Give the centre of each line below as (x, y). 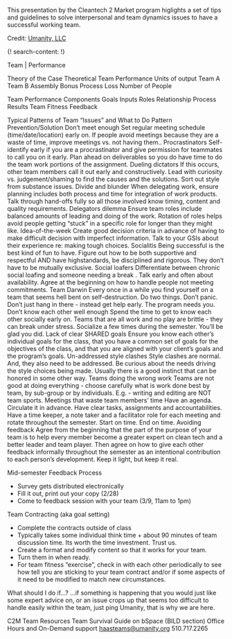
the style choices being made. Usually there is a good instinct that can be (112, 371)
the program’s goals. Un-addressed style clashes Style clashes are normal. (114, 356)
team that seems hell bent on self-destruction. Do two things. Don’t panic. (113, 297)
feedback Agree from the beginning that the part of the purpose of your (109, 430)
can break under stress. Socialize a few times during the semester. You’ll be (115, 326)
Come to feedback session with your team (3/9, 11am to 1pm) (104, 501)
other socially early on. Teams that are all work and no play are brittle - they (115, 319)
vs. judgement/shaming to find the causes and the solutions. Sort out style (114, 179)
